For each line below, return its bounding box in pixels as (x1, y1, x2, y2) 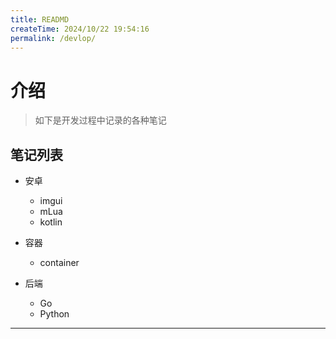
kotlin (39, 216, 63, 228)
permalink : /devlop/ (10, 33, 97, 43)
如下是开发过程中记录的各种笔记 (34, 114, 167, 126)
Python (39, 308, 70, 320)
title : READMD (10, 14, 70, 25)
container (39, 257, 80, 269)
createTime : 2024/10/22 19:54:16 (10, 24, 150, 34)
